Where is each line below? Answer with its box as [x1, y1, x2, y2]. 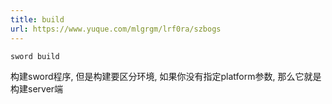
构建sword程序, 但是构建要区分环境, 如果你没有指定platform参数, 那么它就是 [10, 71, 322, 83]
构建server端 [10, 83, 64, 95]
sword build [10, 51, 60, 61]
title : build [10, 14, 65, 25]
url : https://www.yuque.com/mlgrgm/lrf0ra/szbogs [10, 24, 222, 34]
